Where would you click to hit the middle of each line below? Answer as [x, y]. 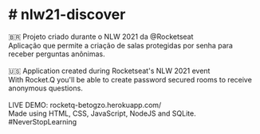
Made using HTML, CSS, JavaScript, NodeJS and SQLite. [102, 113]
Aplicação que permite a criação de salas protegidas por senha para [121, 45]
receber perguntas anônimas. [57, 54]
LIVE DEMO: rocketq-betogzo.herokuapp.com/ [85, 105]
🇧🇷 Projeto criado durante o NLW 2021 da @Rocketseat [101, 36]
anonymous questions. [46, 88]
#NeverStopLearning [43, 121]
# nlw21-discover [67, 15]
